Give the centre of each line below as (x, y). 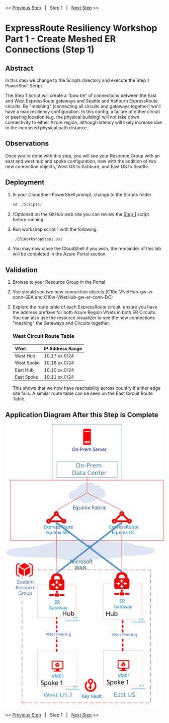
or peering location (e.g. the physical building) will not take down (72, 117)
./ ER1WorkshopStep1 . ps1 (37, 239)
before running (28, 219)
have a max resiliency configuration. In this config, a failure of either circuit (82, 112)
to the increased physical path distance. (47, 128)
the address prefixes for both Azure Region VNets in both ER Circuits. (84, 313)
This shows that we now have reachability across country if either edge (87, 388)
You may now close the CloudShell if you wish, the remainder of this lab (87, 249)
